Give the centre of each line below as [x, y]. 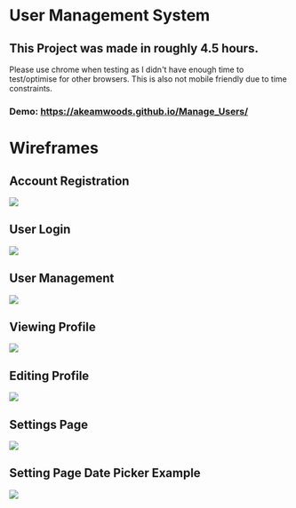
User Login [40, 230]
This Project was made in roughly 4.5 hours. [134, 48]
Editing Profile [49, 375]
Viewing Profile [52, 326]
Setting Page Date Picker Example [105, 473]
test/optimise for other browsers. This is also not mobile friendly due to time [148, 79]
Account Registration [69, 181]
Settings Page [49, 424]
